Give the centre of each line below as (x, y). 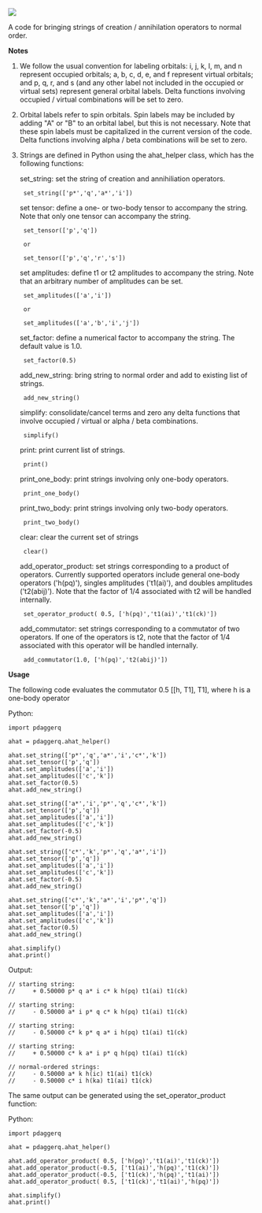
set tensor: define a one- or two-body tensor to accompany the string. (133, 208)
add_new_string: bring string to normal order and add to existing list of (133, 375)
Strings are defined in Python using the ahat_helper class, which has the (137, 155)
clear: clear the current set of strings (79, 537)
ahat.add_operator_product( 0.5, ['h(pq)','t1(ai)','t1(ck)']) (114, 1161)
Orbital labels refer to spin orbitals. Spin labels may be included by (127, 115)
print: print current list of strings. (72, 450)
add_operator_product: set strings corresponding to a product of (124, 566)
